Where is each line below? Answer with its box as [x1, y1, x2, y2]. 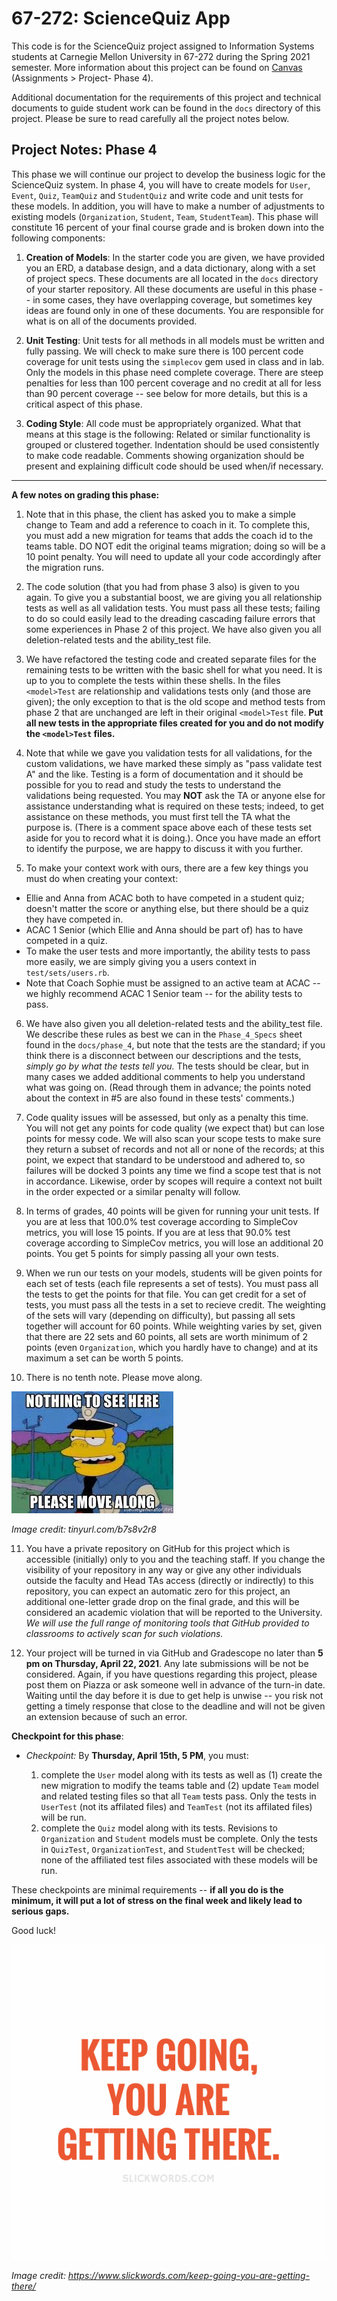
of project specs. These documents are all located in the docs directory [25, 272, 319, 284]
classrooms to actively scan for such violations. [25, 1627, 224, 1639]
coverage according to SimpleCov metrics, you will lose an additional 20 [25, 1237, 324, 1249]
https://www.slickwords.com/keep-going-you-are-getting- [67, 2269, 311, 2281]
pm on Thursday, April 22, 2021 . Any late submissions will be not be [25, 1657, 309, 1669]
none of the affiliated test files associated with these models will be [40, 1853, 318, 1866]
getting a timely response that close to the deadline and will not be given [25, 1700, 326, 1712]
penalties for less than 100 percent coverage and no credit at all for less [25, 377, 322, 389]
